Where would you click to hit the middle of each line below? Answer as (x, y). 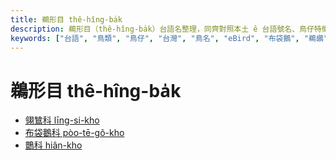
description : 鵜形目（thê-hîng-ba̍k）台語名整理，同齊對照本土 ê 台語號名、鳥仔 (162, 29)
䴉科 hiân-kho (53, 145)
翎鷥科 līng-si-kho (62, 120)
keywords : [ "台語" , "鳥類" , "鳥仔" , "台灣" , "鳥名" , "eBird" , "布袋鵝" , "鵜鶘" (169, 38)
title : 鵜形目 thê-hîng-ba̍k (66, 19)
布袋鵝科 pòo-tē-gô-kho (74, 133)
